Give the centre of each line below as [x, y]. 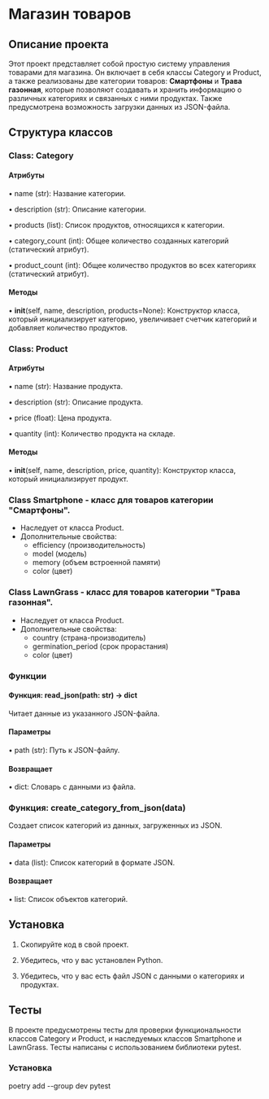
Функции [28, 676]
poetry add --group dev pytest [60, 1086]
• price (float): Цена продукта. [60, 418]
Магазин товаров [70, 14]
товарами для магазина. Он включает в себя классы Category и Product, [135, 72]
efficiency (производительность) [89, 545]
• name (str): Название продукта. [66, 386]
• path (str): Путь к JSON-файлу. [64, 750]
